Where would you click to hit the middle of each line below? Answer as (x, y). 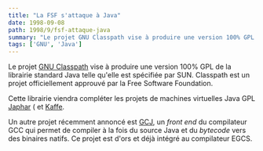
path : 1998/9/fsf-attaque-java (59, 30)
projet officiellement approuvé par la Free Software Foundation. (111, 84)
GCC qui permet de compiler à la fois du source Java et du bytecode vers (127, 131)
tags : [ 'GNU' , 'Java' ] (45, 45)
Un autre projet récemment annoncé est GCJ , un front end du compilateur (128, 122)
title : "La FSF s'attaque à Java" (65, 15)
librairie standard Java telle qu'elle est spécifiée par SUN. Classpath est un (129, 75)
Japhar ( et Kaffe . (37, 107)
